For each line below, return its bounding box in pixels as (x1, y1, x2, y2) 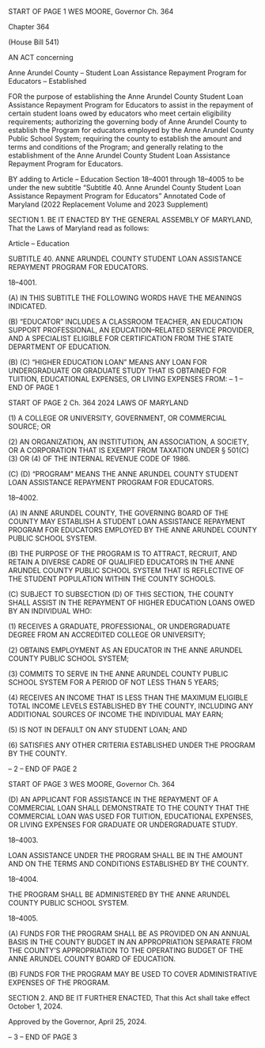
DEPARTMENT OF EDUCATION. (8, 342, 112, 351)
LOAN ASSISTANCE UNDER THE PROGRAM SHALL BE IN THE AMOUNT (8, 851, 244, 860)
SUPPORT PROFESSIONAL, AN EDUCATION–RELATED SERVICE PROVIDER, (8, 325, 255, 335)
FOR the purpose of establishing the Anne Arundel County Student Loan (8, 92, 244, 101)
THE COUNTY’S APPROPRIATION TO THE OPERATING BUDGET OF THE (8, 946, 244, 955)
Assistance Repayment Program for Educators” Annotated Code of (8, 192, 226, 200)
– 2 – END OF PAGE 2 (8, 764, 78, 773)
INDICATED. (8, 302, 47, 311)
